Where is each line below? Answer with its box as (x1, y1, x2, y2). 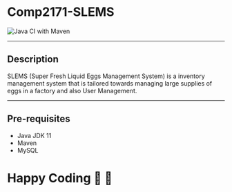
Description (7, 53, 59, 66)
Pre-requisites (7, 113, 70, 125)
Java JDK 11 (17, 131, 52, 140)
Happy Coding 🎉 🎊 (7, 170, 113, 186)
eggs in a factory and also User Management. (7, 86, 137, 95)
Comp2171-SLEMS (7, 4, 115, 20)
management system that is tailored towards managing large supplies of (7, 79, 213, 87)
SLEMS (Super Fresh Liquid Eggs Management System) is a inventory (7, 72, 205, 80)
